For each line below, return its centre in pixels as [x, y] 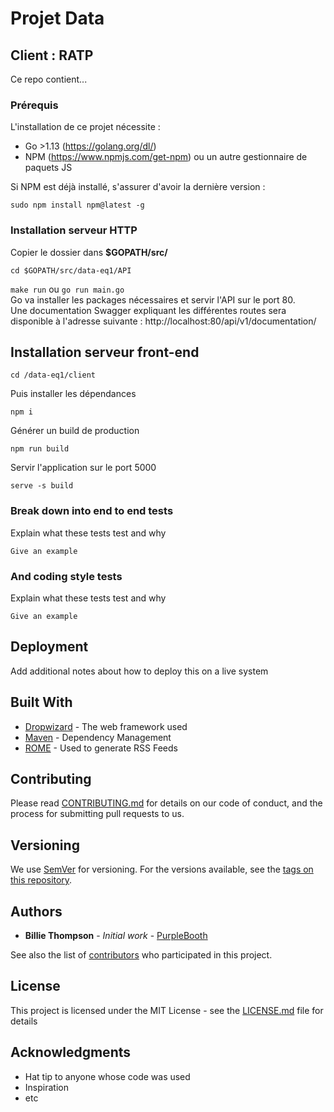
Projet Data [57, 18]
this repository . [41, 880]
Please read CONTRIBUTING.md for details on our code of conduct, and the [166, 803]
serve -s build [42, 486]
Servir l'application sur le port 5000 [83, 468]
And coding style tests [66, 576]
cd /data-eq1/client [53, 375]
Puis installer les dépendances [73, 394]
